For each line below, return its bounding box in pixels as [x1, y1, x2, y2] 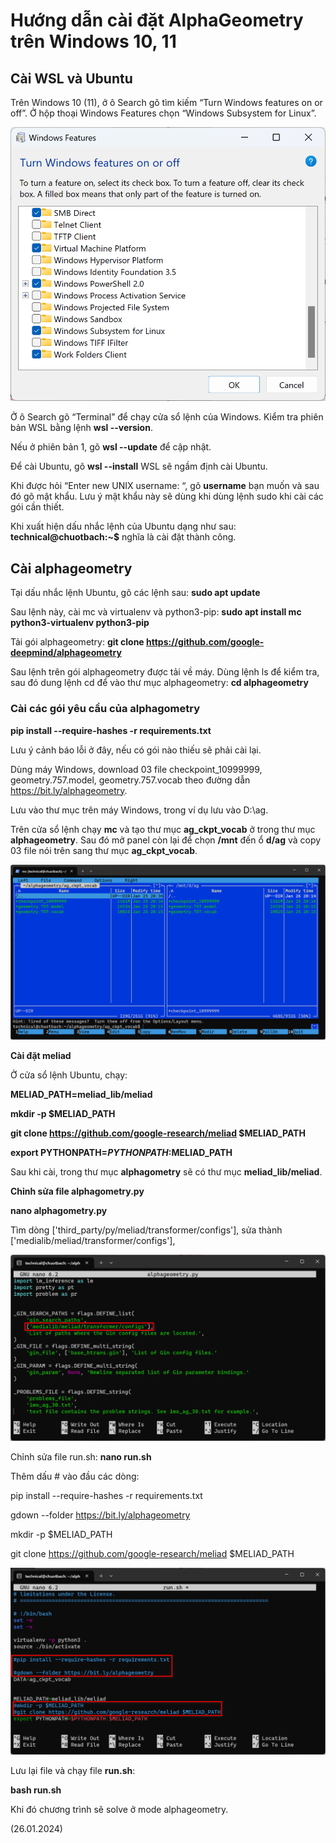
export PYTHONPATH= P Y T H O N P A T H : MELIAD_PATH [10, 1146, 233, 1158]
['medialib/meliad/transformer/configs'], [10, 1234, 176, 1246]
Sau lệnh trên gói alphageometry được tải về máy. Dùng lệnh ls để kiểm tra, [10, 666, 320, 678]
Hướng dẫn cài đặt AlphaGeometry [10, 9, 304, 32]
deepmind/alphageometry [10, 647, 122, 659]
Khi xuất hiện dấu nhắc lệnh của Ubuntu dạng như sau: [10, 520, 237, 533]
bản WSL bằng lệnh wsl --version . [10, 422, 153, 434]
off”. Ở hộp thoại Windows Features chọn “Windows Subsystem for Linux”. [10, 107, 317, 119]
